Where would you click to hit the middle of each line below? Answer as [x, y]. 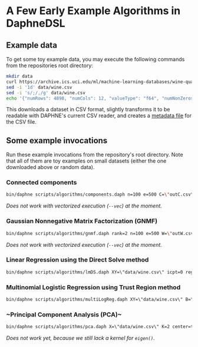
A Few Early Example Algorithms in [93, 11]
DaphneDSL [36, 23]
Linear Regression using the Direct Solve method [77, 260]
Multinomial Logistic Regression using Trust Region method [93, 287]
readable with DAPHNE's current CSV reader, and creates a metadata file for [99, 115]
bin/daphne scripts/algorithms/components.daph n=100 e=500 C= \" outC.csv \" [101, 195]
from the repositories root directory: [49, 65]
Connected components [42, 183]
